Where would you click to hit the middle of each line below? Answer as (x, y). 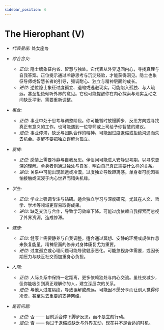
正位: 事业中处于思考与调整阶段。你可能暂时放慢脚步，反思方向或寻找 (89, 120)
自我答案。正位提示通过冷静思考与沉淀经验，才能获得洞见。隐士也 (86, 75)
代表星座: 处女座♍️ (30, 48)
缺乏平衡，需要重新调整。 (49, 100)
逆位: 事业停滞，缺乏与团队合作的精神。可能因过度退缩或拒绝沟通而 (87, 132)
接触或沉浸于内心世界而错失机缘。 (58, 178)
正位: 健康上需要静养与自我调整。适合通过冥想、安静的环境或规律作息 (89, 238)
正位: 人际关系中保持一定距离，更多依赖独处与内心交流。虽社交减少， (89, 277)
